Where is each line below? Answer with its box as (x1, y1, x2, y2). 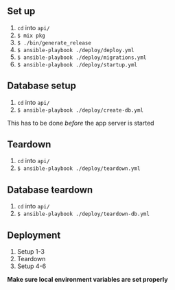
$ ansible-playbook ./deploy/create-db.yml (16, 106, 144, 114)
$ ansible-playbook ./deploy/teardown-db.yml (16, 210, 150, 218)
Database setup (7, 80, 77, 92)
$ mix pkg (16, 32, 46, 39)
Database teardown (7, 184, 93, 195)
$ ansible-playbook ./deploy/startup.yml (16, 61, 137, 68)
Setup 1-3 (16, 247, 45, 256)
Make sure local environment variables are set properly (7, 276, 168, 284)
